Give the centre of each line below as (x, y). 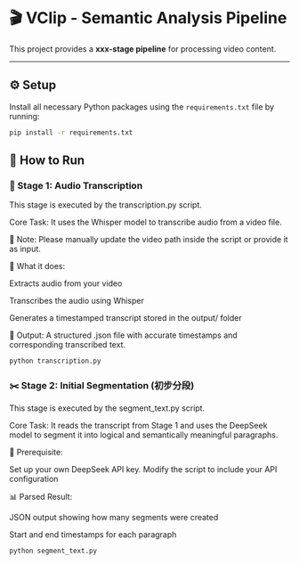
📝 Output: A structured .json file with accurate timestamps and (123, 335)
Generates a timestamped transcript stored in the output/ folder (125, 318)
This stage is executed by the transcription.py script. (106, 205)
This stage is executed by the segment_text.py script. (107, 408)
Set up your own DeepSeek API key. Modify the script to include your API (143, 470)
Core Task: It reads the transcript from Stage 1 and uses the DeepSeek (138, 426)
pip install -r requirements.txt (71, 132)
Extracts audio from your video (66, 283)
